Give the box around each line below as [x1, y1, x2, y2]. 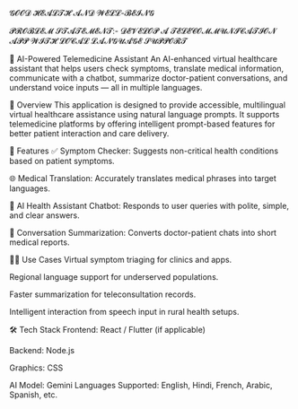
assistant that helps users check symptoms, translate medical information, [9, 63, 285, 74]
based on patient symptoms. [9, 156, 115, 166]
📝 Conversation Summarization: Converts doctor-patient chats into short [9, 228, 276, 238]
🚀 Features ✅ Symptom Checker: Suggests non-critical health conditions [9, 145, 279, 156]
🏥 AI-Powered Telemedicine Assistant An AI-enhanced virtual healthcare [9, 54, 278, 64]
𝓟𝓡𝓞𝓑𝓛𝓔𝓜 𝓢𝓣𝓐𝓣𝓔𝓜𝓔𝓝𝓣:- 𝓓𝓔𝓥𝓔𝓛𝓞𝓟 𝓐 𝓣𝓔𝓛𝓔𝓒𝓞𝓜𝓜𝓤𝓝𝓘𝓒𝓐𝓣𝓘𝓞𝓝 [9, 26, 276, 36]
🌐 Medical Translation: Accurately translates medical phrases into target [9, 173, 276, 183]
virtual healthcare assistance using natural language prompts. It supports [9, 109, 280, 119]
